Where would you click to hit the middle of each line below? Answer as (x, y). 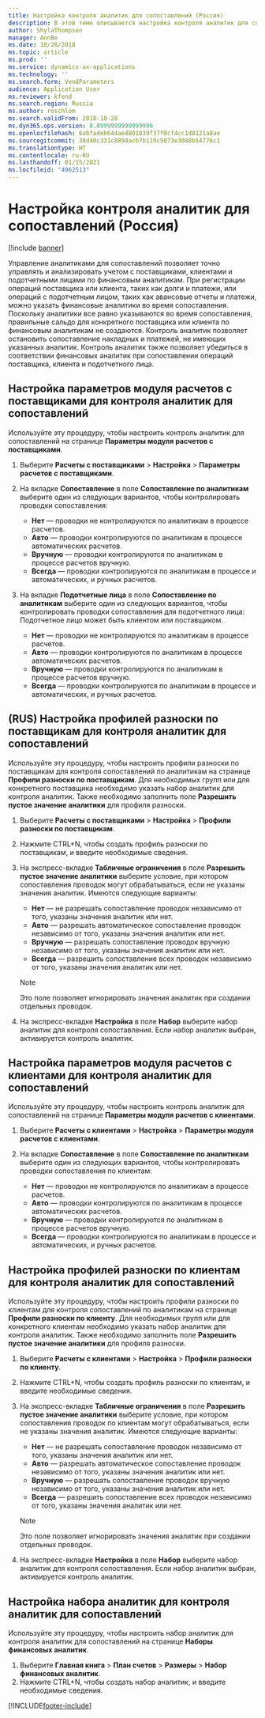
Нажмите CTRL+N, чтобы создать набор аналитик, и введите (123, 1682)
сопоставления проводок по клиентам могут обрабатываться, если (134, 1423)
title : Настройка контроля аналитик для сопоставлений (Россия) (116, 15)
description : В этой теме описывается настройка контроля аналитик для (128, 23)
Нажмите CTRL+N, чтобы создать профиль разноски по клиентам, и (135, 1383)
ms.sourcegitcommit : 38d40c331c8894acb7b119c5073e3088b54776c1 (114, 140)
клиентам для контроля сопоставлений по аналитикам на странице (123, 1310)
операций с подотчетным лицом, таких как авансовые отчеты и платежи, (132, 297)
